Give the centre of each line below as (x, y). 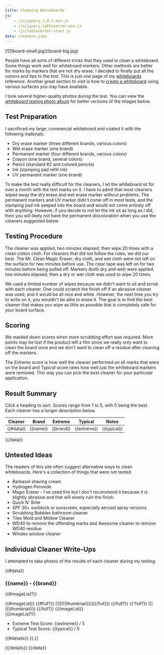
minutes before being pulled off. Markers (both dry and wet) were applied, (80, 269)
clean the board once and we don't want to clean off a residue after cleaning (82, 348)
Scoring (17, 325)
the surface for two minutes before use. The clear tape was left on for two (80, 264)
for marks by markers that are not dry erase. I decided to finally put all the (80, 71)
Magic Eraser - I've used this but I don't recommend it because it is (80, 492)
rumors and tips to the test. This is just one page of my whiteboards (73, 76)
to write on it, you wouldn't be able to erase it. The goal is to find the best (79, 299)
